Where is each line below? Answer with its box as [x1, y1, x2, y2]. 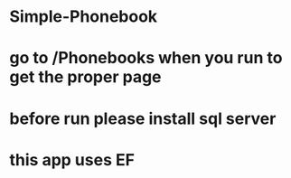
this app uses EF [9, 149, 136, 170]
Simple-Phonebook [9, 6, 158, 27]
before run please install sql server [9, 108, 277, 128]
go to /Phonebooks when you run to [9, 48, 283, 69]
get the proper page [9, 67, 162, 88]
